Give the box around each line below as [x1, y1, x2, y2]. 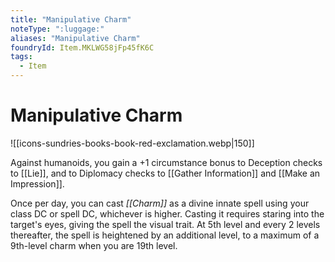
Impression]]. [10, 177, 65, 190]
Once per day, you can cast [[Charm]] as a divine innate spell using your [10, 197, 310, 209]
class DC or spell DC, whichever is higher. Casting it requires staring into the [10, 207, 325, 220]
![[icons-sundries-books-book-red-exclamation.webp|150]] [10, 137, 255, 149]
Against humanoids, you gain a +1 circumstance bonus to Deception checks [10, 156, 323, 168]
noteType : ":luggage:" [10, 24, 105, 34]
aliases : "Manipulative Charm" [10, 33, 141, 43]
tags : [10, 52, 33, 62]
